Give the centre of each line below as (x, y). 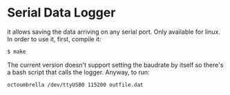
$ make (17, 52)
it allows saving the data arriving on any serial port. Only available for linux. (114, 32)
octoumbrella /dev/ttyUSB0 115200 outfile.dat (75, 85)
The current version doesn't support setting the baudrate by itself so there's (115, 65)
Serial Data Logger (61, 13)
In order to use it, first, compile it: (54, 39)
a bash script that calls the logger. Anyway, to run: (78, 72)
